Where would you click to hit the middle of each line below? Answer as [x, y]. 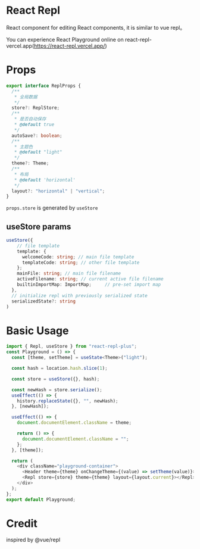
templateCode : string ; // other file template [81, 263]
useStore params [39, 227]
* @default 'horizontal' [45, 180]
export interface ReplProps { [44, 86]
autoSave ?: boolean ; [37, 135]
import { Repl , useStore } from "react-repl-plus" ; [71, 347]
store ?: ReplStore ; [36, 108]
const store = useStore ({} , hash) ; [56, 379]
